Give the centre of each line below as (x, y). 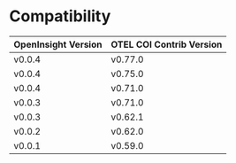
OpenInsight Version (58, 44)
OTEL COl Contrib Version (166, 44)
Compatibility (60, 16)
